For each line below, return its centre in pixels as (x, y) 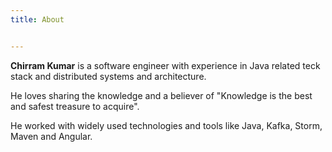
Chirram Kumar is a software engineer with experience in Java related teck (165, 65)
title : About (37, 19)
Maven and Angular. (51, 136)
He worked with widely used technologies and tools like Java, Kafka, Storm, (166, 125)
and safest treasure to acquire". (75, 106)
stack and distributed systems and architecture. (108, 76)
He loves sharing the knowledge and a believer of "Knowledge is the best (161, 95)
